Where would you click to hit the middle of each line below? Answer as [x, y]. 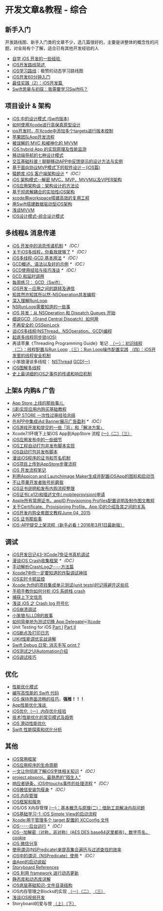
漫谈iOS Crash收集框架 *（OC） [44, 561]
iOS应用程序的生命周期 [35, 765]
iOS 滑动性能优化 [29, 723]
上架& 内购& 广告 [30, 391]
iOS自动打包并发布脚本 [35, 452]
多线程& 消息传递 [30, 233]
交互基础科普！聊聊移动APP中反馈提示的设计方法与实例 [67, 161]
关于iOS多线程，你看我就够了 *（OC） [50, 252]
